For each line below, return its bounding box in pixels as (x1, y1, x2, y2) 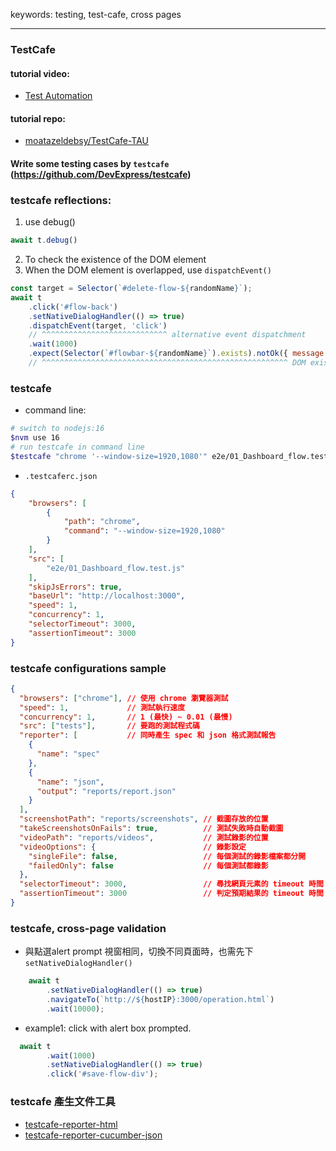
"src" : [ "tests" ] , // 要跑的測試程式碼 (19, 721, 200, 731)
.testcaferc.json (24, 471, 98, 481)
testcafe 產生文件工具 (10, 1095, 116, 1109)
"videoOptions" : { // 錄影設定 (19, 842, 247, 852)
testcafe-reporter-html (24, 1118, 118, 1130)
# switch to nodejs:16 (10, 424, 105, 434)
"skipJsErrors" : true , (28, 582, 123, 592)
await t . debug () (10, 235, 78, 246)
